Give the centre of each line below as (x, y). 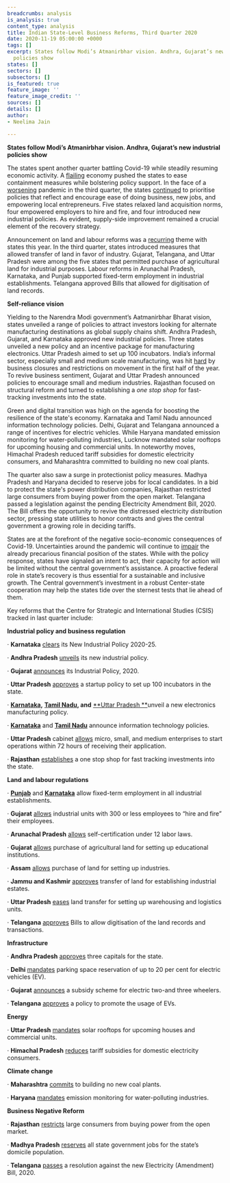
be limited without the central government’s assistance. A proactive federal (113, 568)
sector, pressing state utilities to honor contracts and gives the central (106, 518)
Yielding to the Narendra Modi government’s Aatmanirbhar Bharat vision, (110, 317)
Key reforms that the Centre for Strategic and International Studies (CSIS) (111, 610)
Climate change (30, 1071)
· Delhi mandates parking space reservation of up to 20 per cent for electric (114, 969)
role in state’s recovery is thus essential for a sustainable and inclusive (106, 575)
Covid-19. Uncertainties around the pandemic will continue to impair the (108, 546)
